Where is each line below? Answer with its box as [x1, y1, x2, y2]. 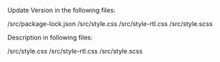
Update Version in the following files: [7, 6, 116, 14]
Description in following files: [7, 33, 93, 42]
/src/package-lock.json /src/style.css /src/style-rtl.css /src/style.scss [7, 20, 213, 27]
